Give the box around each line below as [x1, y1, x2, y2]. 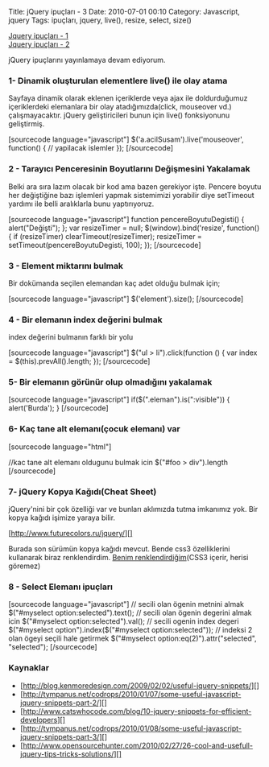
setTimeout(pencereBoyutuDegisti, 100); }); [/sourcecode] [8, 240, 201, 249]
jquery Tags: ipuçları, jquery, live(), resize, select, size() [8, 15, 192, 25]
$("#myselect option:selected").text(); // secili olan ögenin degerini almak [8, 608, 252, 618]
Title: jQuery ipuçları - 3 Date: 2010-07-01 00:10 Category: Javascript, [8, 7, 240, 16]
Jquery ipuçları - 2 [8, 39, 70, 49]
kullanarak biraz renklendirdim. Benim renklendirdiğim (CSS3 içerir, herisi [8, 553, 249, 563]
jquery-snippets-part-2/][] [19, 698, 107, 707]
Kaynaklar [8, 662, 50, 674]
